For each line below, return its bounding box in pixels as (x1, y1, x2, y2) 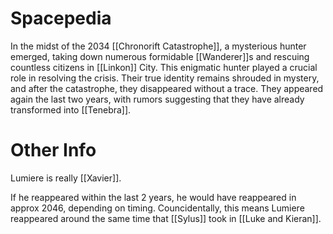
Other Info (10, 139, 97, 162)
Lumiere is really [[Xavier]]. (10, 172, 122, 184)
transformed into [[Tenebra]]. (10, 103, 132, 116)
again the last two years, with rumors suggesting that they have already (10, 93, 305, 105)
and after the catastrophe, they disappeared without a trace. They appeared (10, 82, 324, 94)
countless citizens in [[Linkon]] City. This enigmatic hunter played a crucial (10, 61, 318, 73)
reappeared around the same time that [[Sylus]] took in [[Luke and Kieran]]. (10, 212, 322, 224)
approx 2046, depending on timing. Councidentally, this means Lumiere (10, 202, 305, 214)
